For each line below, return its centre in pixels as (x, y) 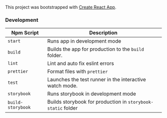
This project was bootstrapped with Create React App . (61, 7)
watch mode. (62, 86)
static (55, 108)
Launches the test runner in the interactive (96, 80)
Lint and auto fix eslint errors (81, 63)
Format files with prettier (77, 71)
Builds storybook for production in (87, 102)
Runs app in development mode (84, 41)
